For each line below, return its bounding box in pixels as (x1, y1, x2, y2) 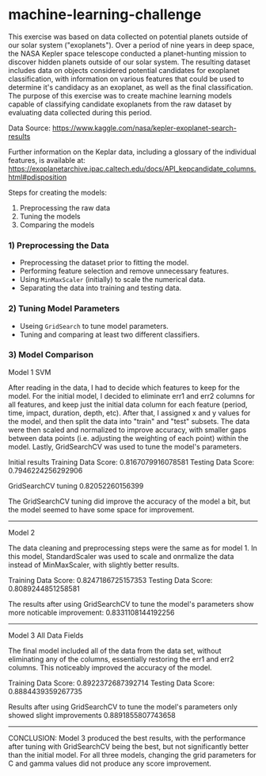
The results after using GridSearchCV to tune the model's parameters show (8, 599, 254, 608)
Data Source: (8, 123, 51, 133)
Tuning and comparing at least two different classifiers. (19, 330, 200, 339)
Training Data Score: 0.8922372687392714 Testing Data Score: (8, 678, 215, 688)
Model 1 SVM (8, 367, 51, 376)
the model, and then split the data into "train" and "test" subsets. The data (8, 416, 250, 426)
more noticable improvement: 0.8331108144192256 (8, 608, 175, 617)
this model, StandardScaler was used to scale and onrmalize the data (8, 551, 234, 561)
